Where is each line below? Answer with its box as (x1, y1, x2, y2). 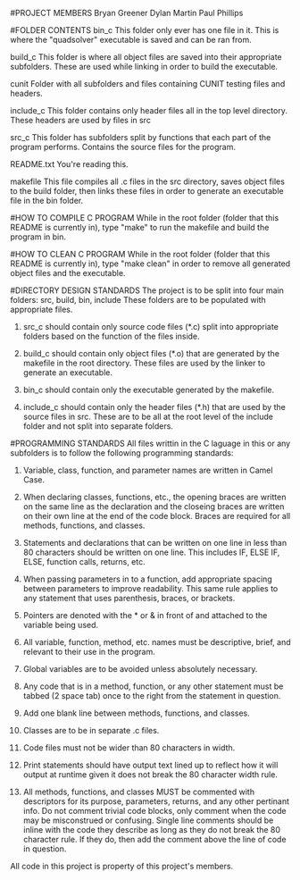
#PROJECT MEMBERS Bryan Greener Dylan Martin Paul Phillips (10, 8, 244, 18)
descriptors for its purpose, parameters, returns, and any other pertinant (22, 796, 289, 807)
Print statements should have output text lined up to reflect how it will (22, 759, 279, 770)
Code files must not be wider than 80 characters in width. (22, 742, 236, 753)
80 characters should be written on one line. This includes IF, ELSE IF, (22, 547, 280, 557)
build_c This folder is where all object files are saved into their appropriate (10, 52, 282, 62)
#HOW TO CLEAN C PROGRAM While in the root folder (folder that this (10, 249, 271, 259)
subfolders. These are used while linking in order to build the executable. (10, 62, 279, 71)
